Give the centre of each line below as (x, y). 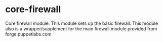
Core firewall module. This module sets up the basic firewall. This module (82, 23)
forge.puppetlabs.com (28, 34)
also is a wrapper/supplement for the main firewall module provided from (81, 28)
